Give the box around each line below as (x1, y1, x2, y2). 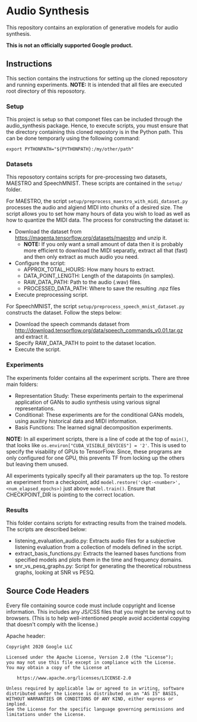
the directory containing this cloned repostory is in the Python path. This (6, 128, 183, 136)
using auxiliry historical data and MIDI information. (14, 417, 138, 425)
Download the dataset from (14, 228, 82, 236)
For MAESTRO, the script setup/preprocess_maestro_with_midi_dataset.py (6, 197, 188, 205)
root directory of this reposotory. (6, 87, 86, 95)
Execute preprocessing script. (14, 291, 88, 299)
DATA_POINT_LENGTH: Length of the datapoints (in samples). (23, 272, 175, 280)
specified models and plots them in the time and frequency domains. (14, 556, 183, 563)
